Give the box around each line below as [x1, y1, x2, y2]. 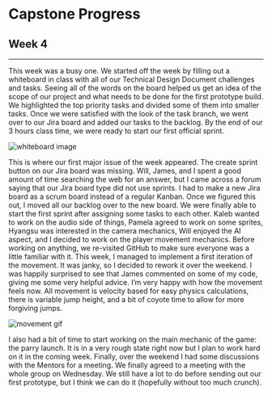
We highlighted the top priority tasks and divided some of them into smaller [8, 100, 260, 110]
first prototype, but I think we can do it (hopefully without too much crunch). [8, 377, 262, 387]
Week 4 [8, 37, 49, 51]
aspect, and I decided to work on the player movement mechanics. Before [8, 235, 255, 244]
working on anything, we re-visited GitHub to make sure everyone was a [8, 243, 249, 253]
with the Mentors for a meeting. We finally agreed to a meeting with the [8, 360, 246, 370]
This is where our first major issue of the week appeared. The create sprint [8, 158, 258, 166]
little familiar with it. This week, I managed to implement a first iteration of [8, 252, 253, 261]
